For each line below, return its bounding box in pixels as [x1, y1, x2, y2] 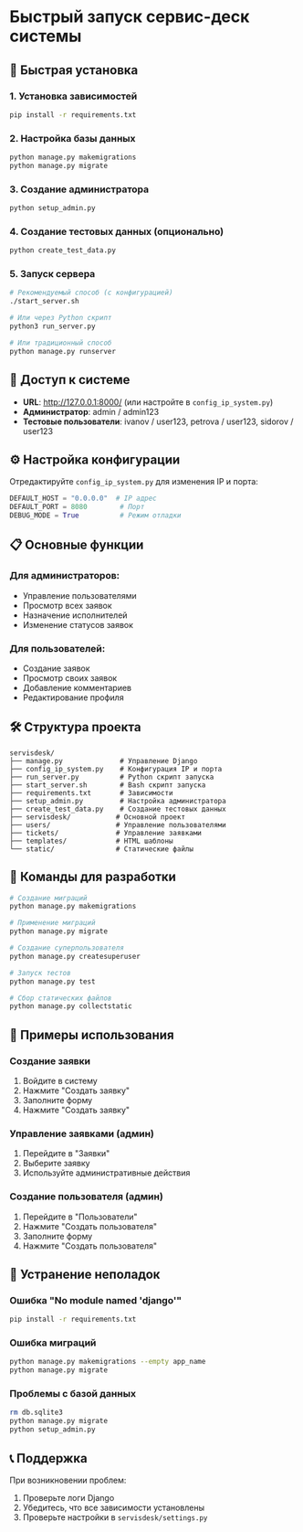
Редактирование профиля [22, 692, 125, 703]
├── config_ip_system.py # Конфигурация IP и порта [9, 764, 223, 773]
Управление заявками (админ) [9, 1127, 155, 1140]
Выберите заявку [22, 1158, 90, 1169]
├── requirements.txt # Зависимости [9, 788, 173, 797]
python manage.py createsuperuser [9, 952, 141, 961]
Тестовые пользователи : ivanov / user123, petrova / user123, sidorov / [22, 416, 294, 427]
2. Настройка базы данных [9, 132, 136, 144]
